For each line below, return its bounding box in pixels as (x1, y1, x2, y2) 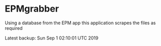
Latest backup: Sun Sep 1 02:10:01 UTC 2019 (5, 35, 99, 41)
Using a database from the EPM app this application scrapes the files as (5, 20, 156, 26)
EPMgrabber (5, 3, 59, 15)
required (5, 25, 23, 31)
